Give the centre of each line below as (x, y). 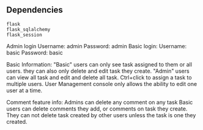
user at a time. (24, 90)
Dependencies (35, 10)
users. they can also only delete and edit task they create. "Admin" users (98, 71)
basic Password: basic (35, 52)
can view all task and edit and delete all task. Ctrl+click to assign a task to (99, 77)
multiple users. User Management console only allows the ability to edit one (102, 84)
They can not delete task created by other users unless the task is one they (101, 115)
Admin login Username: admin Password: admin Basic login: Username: (97, 46)
